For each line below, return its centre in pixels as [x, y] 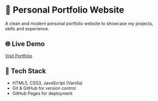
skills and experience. [27, 28]
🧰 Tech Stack [26, 71]
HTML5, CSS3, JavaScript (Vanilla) [47, 83]
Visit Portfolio [19, 56]
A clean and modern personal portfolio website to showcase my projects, [79, 23]
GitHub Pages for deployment [42, 93]
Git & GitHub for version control [44, 88]
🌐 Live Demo [25, 44]
